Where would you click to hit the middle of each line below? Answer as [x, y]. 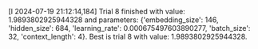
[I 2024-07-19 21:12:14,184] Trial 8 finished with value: [97, 11]
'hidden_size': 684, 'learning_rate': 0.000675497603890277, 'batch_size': [129, 28]
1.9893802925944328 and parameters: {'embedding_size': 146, [113, 20]
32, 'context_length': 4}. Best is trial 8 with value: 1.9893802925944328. [128, 36]
